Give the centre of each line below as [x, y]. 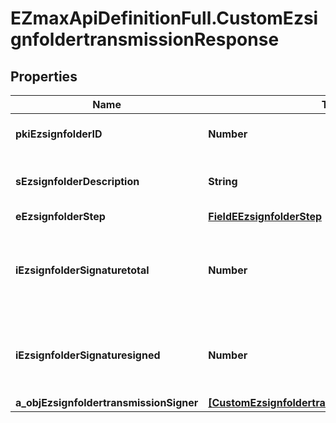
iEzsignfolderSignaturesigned [88, 355]
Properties [44, 76]
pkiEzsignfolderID [59, 134]
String [223, 181]
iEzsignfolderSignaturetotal [82, 270]
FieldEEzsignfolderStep [265, 216]
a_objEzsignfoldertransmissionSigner [107, 402]
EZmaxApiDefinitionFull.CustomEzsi [164, 18]
